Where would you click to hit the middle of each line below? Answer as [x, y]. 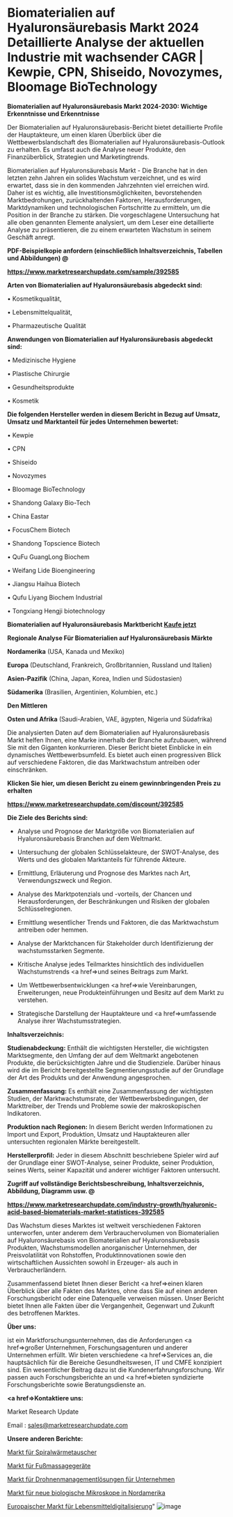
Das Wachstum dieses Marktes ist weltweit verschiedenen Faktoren [104, 1225]
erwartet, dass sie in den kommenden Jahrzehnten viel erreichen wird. [109, 185]
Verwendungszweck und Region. [65, 880]
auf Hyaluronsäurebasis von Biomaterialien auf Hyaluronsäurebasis [104, 1240]
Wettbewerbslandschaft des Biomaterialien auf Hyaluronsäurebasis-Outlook [116, 142]
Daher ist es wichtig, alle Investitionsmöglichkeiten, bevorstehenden [105, 193]
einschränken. [27, 770]
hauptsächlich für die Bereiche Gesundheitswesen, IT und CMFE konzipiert [115, 1362]
